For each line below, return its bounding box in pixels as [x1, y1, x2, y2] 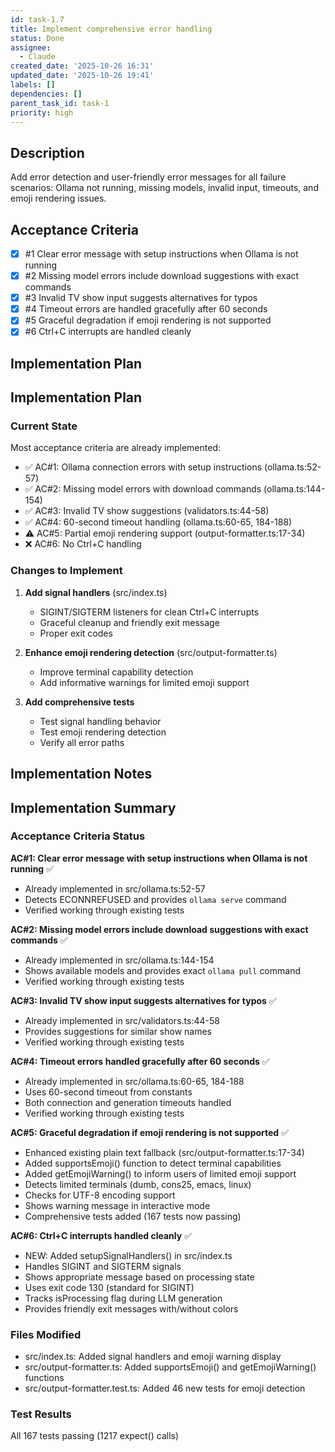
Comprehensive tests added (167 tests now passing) [24, 1210, 242, 1222]
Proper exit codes [39, 627, 113, 639]
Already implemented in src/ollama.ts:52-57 [24, 882, 206, 895]
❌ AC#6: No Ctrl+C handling [24, 538, 142, 550]
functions [24, 1372, 65, 1384]
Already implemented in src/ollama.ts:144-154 [24, 954, 215, 966]
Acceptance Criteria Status [10, 829, 146, 843]
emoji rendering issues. [10, 192, 107, 205]
